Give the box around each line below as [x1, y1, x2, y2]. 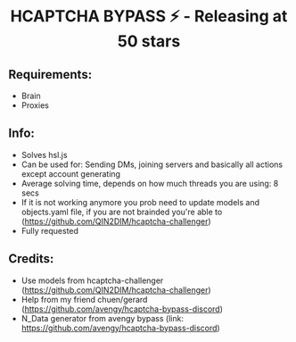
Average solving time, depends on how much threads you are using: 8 [21, 178, 279, 188]
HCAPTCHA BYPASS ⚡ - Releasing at [10, 6, 288, 27]
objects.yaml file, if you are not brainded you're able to [21, 206, 223, 217]
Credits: [8, 251, 54, 267]
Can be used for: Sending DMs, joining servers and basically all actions [21, 159, 283, 170]
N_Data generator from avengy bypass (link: [21, 313, 185, 323]
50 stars [117, 31, 181, 52]
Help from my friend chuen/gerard [21, 294, 148, 304]
